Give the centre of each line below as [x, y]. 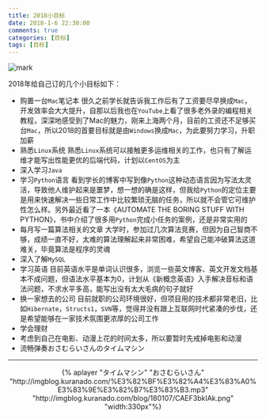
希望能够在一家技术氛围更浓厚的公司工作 [93, 318]
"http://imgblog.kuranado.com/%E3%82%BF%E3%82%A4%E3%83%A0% [133, 382]
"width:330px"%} [133, 407]
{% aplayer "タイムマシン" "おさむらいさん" [133, 372]
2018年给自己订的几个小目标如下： [65, 84]
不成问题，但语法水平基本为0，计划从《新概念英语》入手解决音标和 [137, 279]
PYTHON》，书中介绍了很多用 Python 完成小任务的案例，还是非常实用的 [133, 219]
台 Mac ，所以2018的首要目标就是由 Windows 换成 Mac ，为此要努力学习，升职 [137, 131]
